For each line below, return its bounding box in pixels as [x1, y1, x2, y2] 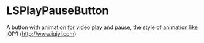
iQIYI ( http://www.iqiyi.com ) [6, 30, 77, 37]
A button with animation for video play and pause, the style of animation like [6, 24, 198, 31]
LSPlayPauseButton [6, 4, 109, 18]
